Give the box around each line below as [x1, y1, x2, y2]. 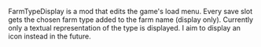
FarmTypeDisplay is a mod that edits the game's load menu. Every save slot [8, 7, 253, 16]
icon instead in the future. [8, 31, 92, 41]
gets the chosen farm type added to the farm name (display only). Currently [8, 15, 254, 24]
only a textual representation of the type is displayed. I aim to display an [8, 23, 241, 32]
